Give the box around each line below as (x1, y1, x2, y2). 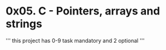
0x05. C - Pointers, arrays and (5, 4, 161, 18)
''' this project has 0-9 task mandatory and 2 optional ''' (5, 37, 145, 44)
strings (5, 17, 42, 31)
